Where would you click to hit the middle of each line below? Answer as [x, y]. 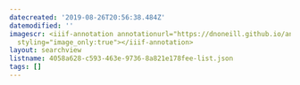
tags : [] [25, 67]
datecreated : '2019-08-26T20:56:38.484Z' [87, 17]
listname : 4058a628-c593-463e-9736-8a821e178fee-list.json [121, 58]
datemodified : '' [42, 26]
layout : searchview [46, 50]
